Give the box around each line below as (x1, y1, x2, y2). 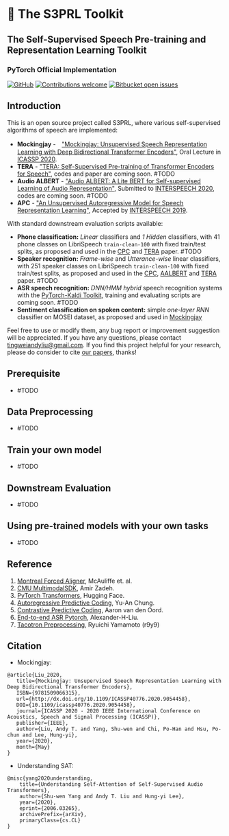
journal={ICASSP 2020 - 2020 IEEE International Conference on (16, 708, 200, 715)
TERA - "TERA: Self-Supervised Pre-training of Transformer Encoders (16, 162, 215, 170)
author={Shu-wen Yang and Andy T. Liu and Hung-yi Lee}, (19, 793, 185, 800)
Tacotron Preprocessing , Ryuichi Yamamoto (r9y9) (16, 620, 160, 629)
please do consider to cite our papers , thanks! (7, 348, 137, 356)
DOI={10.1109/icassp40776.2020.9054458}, (16, 701, 136, 709)
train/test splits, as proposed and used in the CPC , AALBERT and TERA (16, 269, 217, 277)
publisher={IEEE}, (16, 720, 69, 727)
